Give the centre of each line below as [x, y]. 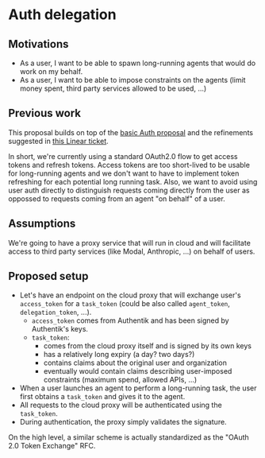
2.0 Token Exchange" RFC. [52, 446]
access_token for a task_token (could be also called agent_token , [125, 304]
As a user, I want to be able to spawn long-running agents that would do [138, 63]
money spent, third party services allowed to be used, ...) [113, 88]
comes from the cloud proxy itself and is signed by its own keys [148, 346]
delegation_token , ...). [56, 312]
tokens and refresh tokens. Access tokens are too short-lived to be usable [129, 165]
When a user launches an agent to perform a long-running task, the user [138, 388]
